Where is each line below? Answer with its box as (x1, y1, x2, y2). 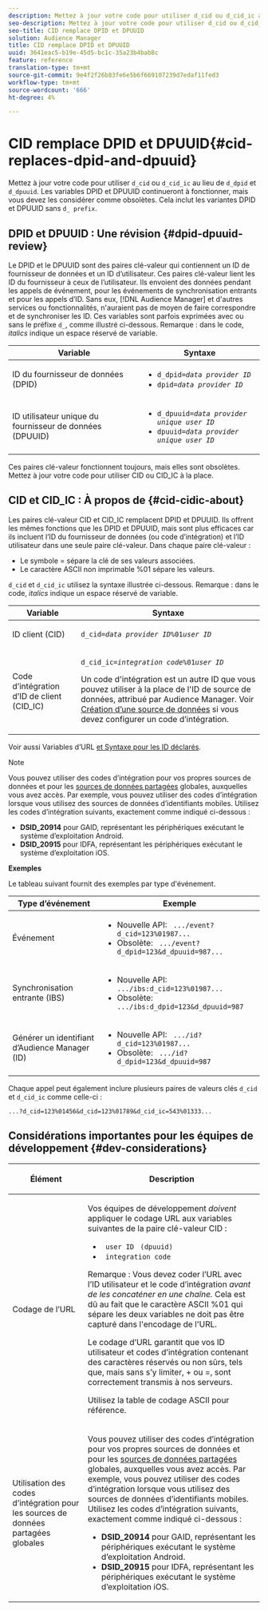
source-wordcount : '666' (8, 85, 91, 94)
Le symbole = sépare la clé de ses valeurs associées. (19, 556, 195, 565)
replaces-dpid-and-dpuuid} (8, 152, 197, 170)
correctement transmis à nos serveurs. (87, 1376, 233, 1387)
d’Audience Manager (12, 1042, 90, 1053)
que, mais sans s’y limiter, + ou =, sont (87, 1367, 231, 1378)
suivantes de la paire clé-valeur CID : (87, 1223, 227, 1234)
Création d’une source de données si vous (81, 704, 239, 715)
